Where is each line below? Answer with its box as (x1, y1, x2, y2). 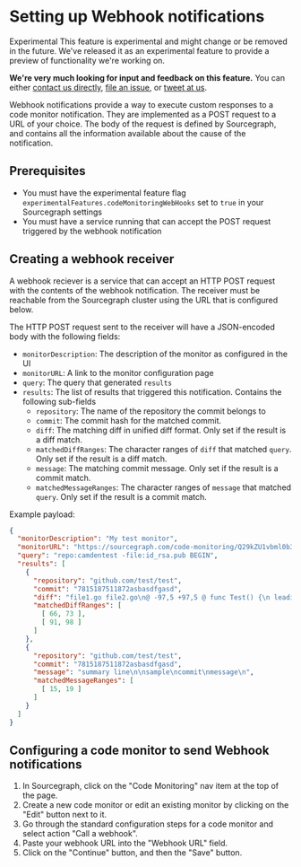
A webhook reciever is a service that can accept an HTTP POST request (9, 276, 276, 286)
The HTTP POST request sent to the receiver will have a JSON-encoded (9, 321, 276, 332)
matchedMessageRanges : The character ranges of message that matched (35, 482, 292, 493)
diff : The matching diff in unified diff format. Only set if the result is (35, 425, 287, 435)
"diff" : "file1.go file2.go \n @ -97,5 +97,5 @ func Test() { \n (32, 592, 271, 602)
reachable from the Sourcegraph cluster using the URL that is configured (9, 294, 279, 305)
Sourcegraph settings (21, 206, 103, 217)
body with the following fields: (9, 330, 121, 342)
